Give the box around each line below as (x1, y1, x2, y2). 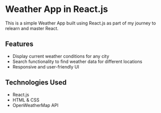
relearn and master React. (5, 25, 58, 31)
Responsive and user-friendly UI (12, 63, 79, 69)
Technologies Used (5, 78, 66, 87)
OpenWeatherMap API (12, 102, 58, 108)
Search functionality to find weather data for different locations (12, 58, 142, 64)
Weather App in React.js (5, 3, 108, 15)
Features (5, 40, 33, 48)
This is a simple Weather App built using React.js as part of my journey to (5, 20, 156, 26)
